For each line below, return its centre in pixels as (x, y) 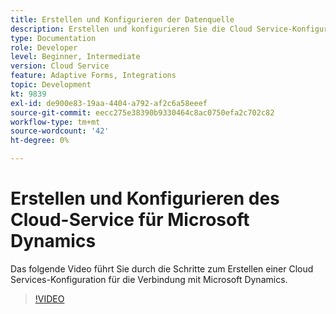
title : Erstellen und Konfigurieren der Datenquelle (122, 19)
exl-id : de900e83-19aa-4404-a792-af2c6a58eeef (109, 103)
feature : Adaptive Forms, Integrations (93, 76)
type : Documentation (53, 38)
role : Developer (44, 47)
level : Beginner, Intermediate (75, 57)
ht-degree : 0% (40, 141)
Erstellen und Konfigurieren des (145, 198)
